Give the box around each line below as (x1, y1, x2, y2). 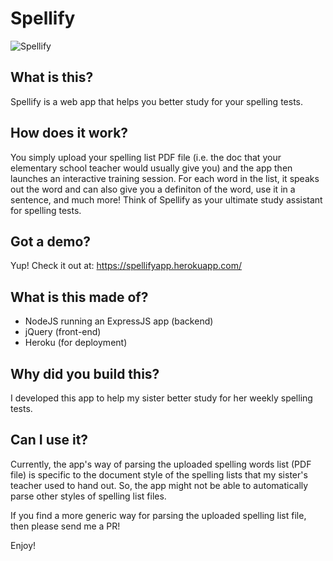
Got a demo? (10, 233, 92, 250)
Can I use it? (10, 432, 89, 449)
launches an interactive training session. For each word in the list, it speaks (10, 172, 320, 184)
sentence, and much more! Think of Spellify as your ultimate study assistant (10, 193, 323, 206)
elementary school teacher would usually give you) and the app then (10, 162, 293, 174)
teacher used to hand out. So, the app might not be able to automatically (10, 479, 309, 491)
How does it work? (10, 125, 129, 142)
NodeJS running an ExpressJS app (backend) (24, 315, 214, 327)
